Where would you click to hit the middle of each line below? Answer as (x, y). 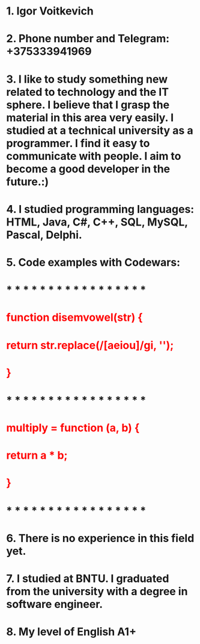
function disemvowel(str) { (74, 317)
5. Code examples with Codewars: (93, 262)
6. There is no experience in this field (100, 538)
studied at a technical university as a (100, 130)
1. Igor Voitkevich (50, 11)
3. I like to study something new (87, 79)
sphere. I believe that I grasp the (88, 105)
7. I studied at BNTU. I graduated (88, 579)
